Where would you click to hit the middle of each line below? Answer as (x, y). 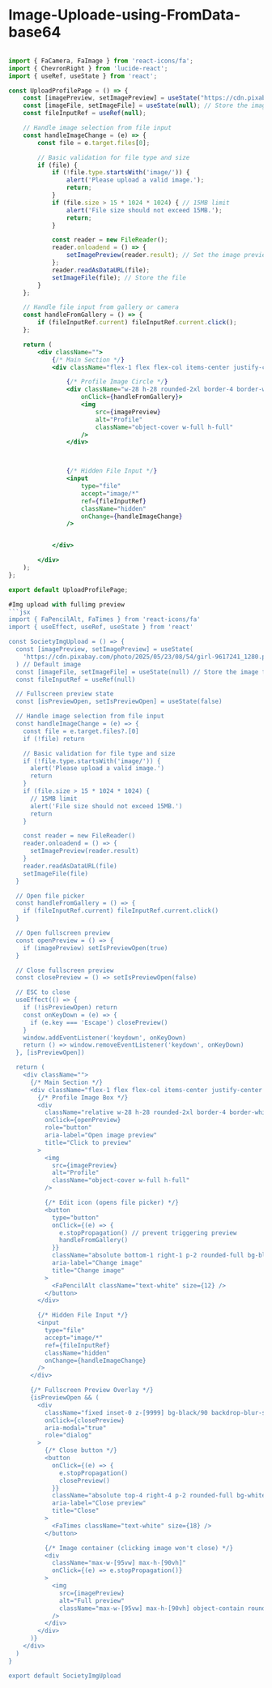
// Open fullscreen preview (63, 933)
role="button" (68, 1128)
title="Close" (75, 1511)
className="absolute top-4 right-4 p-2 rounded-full (142, 1496)
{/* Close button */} (81, 1450)
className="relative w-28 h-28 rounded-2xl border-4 (135, 1112)
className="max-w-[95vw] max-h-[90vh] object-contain (152, 1608)
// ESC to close (43, 992)
